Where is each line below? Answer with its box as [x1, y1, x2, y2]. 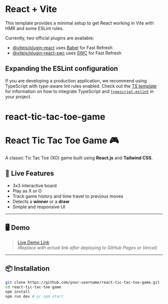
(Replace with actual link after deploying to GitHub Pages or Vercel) [17, 245, 157, 251]
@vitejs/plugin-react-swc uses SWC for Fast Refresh [12, 50, 121, 56]
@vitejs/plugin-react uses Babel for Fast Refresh [12, 44, 113, 50]
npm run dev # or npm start [5, 294, 64, 299]
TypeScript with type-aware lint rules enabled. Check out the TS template [5, 83, 157, 89]
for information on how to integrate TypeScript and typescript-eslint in [5, 88, 154, 94]
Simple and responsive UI [12, 204, 65, 210]
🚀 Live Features [5, 169, 54, 178]
